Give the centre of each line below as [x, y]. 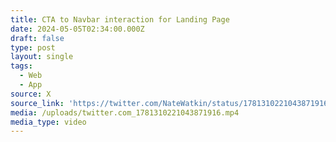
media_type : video [48, 122]
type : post [33, 47]
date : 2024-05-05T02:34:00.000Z [77, 29]
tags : [21, 66]
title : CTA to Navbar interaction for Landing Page [120, 19]
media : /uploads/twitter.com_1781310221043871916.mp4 [125, 112]
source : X [31, 94]
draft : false [37, 38]
